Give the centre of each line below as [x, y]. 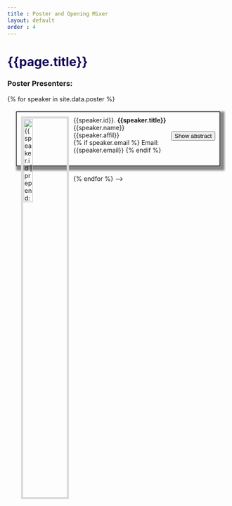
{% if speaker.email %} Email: [116, 142]
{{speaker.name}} [99, 127]
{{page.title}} [47, 62]
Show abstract [193, 135]
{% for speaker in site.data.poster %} [61, 99]
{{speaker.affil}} [96, 135]
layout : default [31, 20]
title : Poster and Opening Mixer [58, 14]
